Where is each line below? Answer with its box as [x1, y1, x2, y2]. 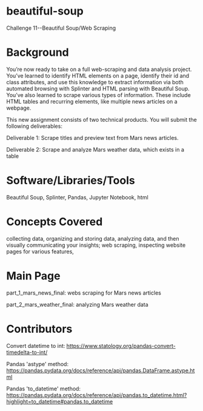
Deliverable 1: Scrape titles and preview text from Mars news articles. [6, 134, 179, 141]
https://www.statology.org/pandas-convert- [66, 342, 176, 349]
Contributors [6, 322, 73, 336]
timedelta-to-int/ [6, 349, 48, 356]
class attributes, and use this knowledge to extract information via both [6, 78, 184, 85]
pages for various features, [6, 247, 74, 255]
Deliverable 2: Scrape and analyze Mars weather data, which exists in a [6, 145, 185, 153]
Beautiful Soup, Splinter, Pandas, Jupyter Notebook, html [6, 193, 148, 201]
